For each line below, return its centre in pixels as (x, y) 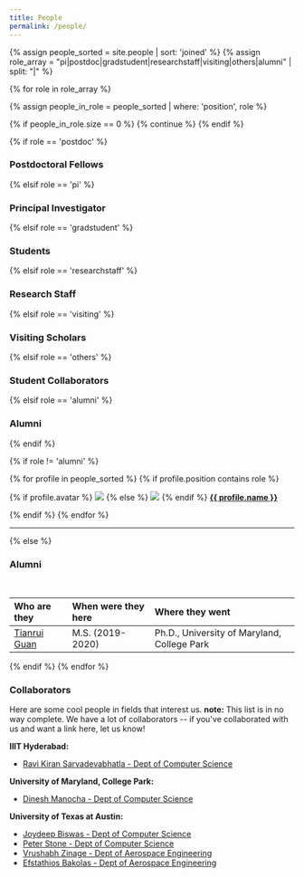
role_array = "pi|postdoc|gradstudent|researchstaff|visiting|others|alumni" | (151, 62)
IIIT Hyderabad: (39, 747)
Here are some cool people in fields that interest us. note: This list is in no (147, 710)
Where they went (192, 612)
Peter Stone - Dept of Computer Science (98, 844)
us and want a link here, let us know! (77, 729)
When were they (108, 605)
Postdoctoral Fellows (57, 165)
